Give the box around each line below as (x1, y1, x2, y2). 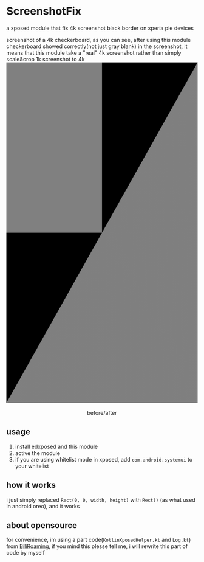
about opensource (6, 520, 78, 530)
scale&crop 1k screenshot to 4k (6, 55, 85, 63)
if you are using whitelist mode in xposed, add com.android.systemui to (15, 456, 193, 463)
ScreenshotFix (6, 4, 82, 18)
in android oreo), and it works (6, 502, 80, 510)
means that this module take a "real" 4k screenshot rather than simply (6, 49, 182, 56)
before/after (87, 409, 117, 416)
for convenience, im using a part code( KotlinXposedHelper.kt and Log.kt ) (6, 536, 191, 544)
